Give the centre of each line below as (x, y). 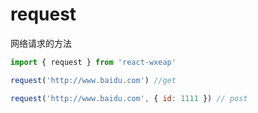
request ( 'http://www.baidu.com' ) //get (93, 80)
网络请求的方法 (41, 43)
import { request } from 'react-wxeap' (93, 62)
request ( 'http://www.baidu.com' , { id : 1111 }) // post (129, 98)
